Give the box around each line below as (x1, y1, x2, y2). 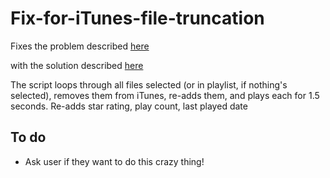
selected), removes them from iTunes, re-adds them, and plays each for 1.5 (10, 89, 320, 101)
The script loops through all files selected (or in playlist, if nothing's (10, 78, 288, 91)
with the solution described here (10, 59, 144, 71)
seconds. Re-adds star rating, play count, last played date (10, 100, 248, 112)
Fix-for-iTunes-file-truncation (10, 7, 265, 30)
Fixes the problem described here (10, 40, 150, 52)
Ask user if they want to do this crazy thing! (24, 155, 205, 167)
